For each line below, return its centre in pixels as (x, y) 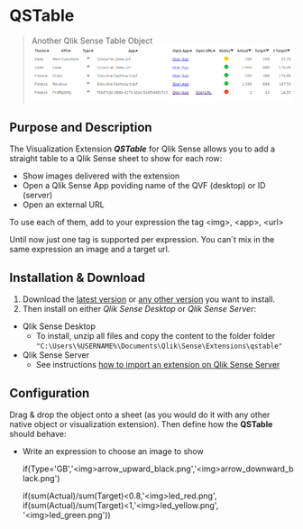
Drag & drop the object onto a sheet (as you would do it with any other (140, 415)
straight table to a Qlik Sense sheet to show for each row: (116, 159)
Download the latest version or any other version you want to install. (149, 299)
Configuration (50, 393)
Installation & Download (78, 277)
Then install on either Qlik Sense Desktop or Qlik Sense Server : (139, 309)
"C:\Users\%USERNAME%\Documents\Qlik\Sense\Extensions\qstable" (159, 347)
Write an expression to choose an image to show (113, 451)
